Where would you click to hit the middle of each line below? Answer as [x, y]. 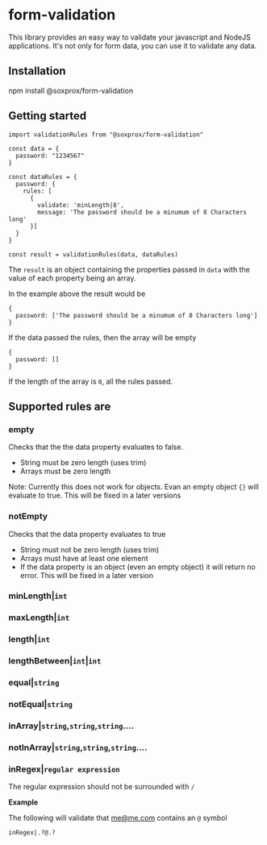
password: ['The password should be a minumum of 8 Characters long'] [137, 315]
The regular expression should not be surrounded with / [102, 787]
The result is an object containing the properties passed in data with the [129, 269]
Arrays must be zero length [65, 471]
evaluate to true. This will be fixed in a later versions [95, 495]
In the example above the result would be [77, 293]
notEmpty [28, 516]
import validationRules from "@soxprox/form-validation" [106, 135]
